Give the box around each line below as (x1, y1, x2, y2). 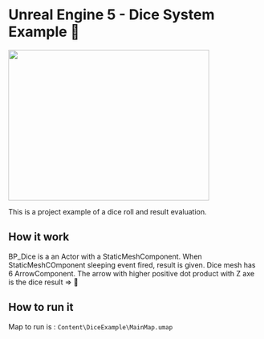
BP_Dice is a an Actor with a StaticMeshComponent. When (8, 251, 202, 261)
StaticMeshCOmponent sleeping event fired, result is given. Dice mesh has (8, 259, 256, 270)
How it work (8, 231, 70, 244)
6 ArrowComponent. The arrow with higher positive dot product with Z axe (8, 268, 255, 278)
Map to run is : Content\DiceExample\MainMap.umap (8, 321, 173, 331)
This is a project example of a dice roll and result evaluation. (8, 206, 207, 216)
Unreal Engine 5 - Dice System (8, 6, 215, 24)
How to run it (8, 300, 74, 314)
